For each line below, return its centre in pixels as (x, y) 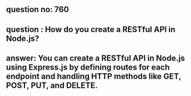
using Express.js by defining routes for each (88, 67)
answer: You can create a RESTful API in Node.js (95, 58)
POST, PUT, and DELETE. (52, 86)
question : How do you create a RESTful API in (91, 29)
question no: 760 (38, 10)
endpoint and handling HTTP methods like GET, (94, 77)
